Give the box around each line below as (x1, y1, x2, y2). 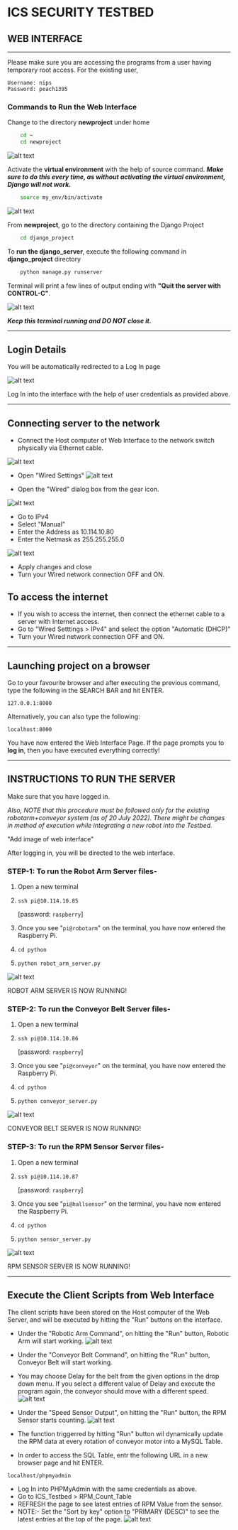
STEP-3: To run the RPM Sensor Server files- (7, 1142, 164, 1152)
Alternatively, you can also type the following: (7, 712, 140, 721)
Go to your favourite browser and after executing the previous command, (7, 678, 220, 686)
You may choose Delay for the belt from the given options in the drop (17, 1372, 220, 1381)
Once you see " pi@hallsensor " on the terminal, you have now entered (17, 1199, 222, 1208)
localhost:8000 (7, 726, 52, 733)
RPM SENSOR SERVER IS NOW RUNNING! (7, 1262, 131, 1271)
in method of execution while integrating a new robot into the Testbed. (7, 821, 212, 829)
